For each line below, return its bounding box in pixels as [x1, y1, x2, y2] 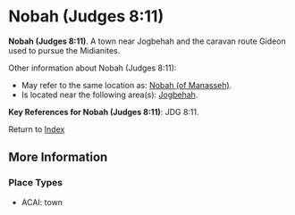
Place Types [8, 177, 63, 189]
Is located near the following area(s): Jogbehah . [21, 89, 198, 100]
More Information [8, 150, 108, 165]
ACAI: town [21, 196, 63, 207]
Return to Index [8, 123, 65, 135]
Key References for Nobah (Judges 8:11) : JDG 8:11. [8, 106, 199, 117]
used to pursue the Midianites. [8, 45, 121, 55]
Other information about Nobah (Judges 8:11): [8, 62, 177, 73]
